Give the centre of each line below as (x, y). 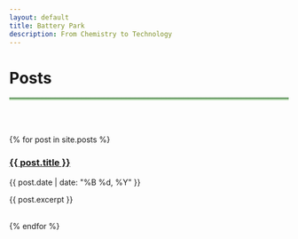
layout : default (39, 17)
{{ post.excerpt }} (41, 199)
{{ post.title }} (40, 163)
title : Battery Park (47, 26)
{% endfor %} (35, 226)
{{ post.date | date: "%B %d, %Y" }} (75, 182)
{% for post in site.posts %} (60, 139)
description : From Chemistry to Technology (91, 34)
